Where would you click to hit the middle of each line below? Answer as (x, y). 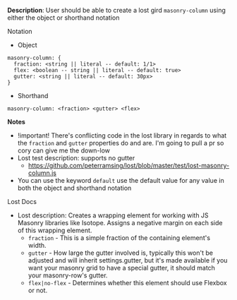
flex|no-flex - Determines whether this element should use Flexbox (127, 283)
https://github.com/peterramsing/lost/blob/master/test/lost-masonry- (129, 166)
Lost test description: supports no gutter (76, 158)
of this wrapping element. (55, 230)
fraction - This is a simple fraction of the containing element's (119, 238)
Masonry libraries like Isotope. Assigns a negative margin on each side (120, 223)
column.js (42, 173)
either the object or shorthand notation (63, 18)
